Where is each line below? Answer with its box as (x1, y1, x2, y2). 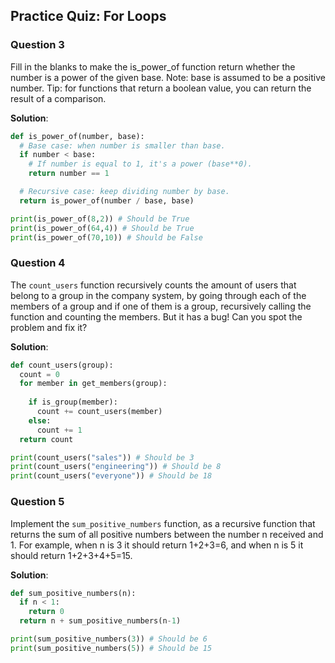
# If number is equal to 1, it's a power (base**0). (28, 159, 253, 169)
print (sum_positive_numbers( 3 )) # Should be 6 (10, 634, 208, 644)
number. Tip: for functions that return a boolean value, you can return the (10, 82, 312, 94)
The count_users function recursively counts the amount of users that (10, 279, 297, 291)
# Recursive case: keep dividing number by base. (19, 187, 230, 197)
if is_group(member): (28, 397, 118, 408)
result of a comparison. (10, 92, 107, 104)
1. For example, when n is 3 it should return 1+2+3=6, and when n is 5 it (10, 539, 304, 551)
